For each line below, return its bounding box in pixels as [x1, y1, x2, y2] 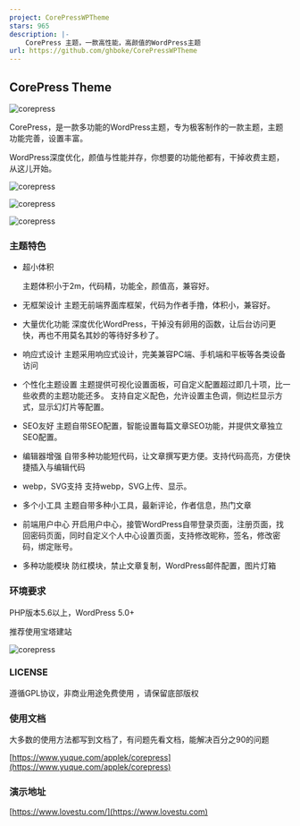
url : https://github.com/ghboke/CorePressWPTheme [9, 47, 198, 55]
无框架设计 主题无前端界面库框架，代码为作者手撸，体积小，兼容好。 [21, 300, 275, 311]
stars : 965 [9, 21, 50, 30]
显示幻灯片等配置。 [37, 402, 109, 413]
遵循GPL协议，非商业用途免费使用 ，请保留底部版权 [9, 687, 199, 698]
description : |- [9, 30, 70, 38]
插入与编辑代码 [29, 462, 86, 473]
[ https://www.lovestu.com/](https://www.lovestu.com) [9, 806, 208, 817]
